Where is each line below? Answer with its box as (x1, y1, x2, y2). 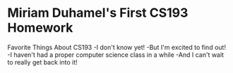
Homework (7, 20, 73, 36)
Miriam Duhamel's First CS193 (7, 5, 189, 21)
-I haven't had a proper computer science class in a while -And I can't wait (7, 51, 225, 59)
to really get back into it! (7, 58, 78, 66)
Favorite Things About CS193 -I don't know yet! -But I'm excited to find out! (7, 43, 226, 51)
